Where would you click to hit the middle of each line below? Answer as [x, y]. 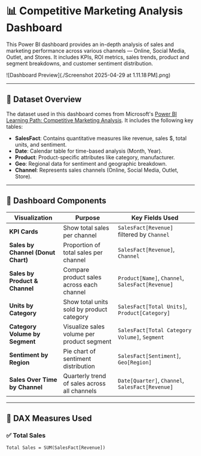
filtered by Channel [144, 235]
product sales [82, 277]
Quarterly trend [85, 376]
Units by [22, 305]
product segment [87, 341]
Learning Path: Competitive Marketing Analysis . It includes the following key [100, 120]
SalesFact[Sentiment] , [149, 355]
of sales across [84, 383]
